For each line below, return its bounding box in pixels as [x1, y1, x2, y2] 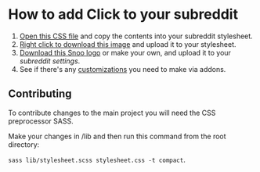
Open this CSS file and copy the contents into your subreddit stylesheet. [19, 31, 253, 41]
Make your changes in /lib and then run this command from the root [8, 131, 226, 141]
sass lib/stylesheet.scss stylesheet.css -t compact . [8, 155, 186, 164]
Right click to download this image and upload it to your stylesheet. [19, 39, 237, 48]
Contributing [8, 88, 72, 101]
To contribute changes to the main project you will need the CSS [8, 108, 216, 117]
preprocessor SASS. [8, 116, 74, 126]
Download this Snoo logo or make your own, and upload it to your [19, 48, 231, 57]
